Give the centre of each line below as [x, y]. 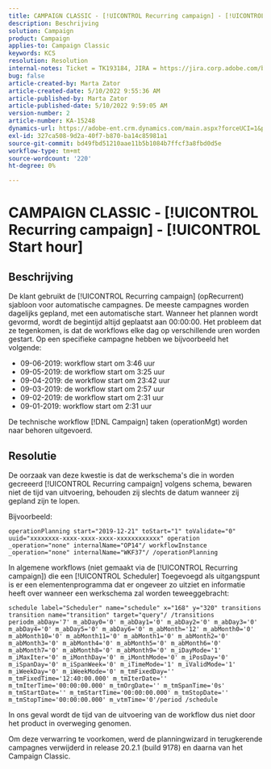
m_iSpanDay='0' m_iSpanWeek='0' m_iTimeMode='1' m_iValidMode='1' [122, 664]
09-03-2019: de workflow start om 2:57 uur [92, 389]
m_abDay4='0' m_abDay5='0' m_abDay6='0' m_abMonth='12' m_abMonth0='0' [131, 629]
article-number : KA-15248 [52, 121]
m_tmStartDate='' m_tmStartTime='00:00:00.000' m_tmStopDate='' [119, 692]
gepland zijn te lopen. [44, 500]
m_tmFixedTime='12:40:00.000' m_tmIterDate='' [88, 679]
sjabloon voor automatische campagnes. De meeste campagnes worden [129, 305]
